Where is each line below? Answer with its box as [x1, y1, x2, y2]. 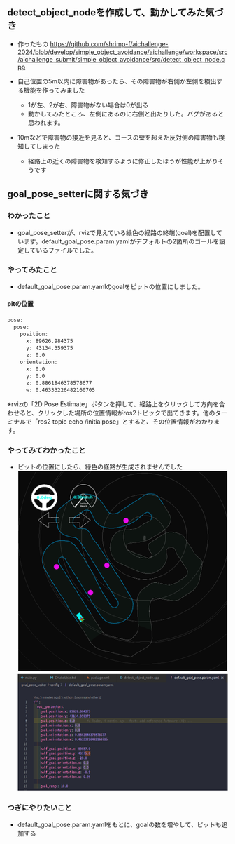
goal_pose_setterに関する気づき [7, 188, 149, 200]
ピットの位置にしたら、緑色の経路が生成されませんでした [17, 462, 183, 471]
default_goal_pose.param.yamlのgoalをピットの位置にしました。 [17, 282, 204, 290]
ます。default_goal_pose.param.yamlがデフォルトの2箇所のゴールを [23, 237, 220, 246]
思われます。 [27, 118, 64, 126]
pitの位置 [7, 300, 34, 308]
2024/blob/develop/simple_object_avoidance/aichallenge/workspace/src [17, 48, 228, 56]
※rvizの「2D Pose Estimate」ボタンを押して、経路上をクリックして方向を [7, 400, 219, 408]
